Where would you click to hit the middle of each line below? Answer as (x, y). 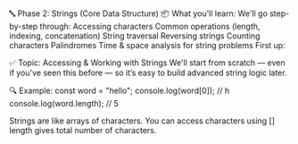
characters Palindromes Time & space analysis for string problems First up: (147, 45)
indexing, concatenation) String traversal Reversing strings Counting (135, 36)
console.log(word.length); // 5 (64, 103)
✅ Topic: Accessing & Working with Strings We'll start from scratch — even (147, 63)
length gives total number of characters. (83, 130)
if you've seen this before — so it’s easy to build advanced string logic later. (148, 72)
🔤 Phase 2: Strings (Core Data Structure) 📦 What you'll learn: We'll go (138, 13)
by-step (24, 26)
